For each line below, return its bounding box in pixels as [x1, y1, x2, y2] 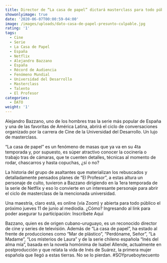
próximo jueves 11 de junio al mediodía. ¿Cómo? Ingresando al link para [5, 205, 151, 211]
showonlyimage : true [5, 12, 48, 17]
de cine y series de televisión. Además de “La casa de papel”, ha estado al [5, 226, 158, 232]
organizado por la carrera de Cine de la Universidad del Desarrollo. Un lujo [5, 129, 158, 134]
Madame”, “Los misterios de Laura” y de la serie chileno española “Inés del [5, 236, 159, 242]
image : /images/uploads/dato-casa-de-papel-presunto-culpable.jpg [5, 21, 146, 26]
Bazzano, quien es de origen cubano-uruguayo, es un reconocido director [5, 220, 157, 226]
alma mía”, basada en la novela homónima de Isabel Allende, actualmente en [5, 242, 162, 247]
